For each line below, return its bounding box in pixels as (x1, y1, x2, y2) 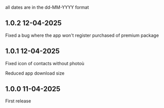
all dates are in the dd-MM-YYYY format (5, 5, 90, 10)
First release (5, 98, 31, 104)
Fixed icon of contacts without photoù (5, 60, 85, 66)
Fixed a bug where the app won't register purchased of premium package (5, 32, 159, 38)
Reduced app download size (5, 70, 65, 76)
